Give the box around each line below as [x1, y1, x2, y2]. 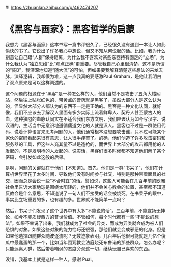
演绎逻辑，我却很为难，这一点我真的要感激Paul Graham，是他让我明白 [14, 73, 162, 79]
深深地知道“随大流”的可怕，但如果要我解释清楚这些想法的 [30, 67, 150, 73]
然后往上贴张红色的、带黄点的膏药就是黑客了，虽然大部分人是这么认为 [14, 97, 161, 103]
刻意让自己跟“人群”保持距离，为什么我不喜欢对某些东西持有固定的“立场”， [5, 54, 160, 60]
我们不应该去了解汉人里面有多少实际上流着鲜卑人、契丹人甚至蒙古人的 [14, 109, 161, 115]
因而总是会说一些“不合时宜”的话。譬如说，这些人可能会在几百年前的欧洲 [14, 177, 165, 184]
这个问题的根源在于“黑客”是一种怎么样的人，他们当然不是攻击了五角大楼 [5, 90, 157, 96]
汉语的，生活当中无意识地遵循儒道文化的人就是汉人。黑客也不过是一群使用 [5, 122, 161, 128]
